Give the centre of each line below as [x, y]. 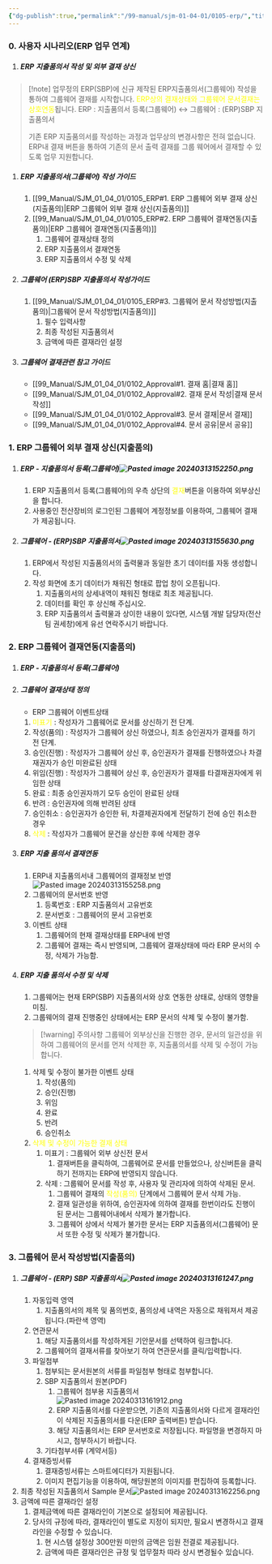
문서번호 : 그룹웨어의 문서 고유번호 [98, 914]
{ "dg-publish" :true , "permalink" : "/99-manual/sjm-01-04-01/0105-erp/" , [130, 16]
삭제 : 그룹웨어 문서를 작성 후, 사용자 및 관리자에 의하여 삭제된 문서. [150, 1184]
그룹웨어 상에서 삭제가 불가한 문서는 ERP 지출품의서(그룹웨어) [153, 1224]
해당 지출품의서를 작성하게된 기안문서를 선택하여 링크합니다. [138, 1341]
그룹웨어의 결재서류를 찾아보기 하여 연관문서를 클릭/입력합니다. [143, 1351]
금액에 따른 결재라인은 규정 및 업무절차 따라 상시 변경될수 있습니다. [149, 1552]
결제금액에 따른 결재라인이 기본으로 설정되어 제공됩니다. [120, 1512]
